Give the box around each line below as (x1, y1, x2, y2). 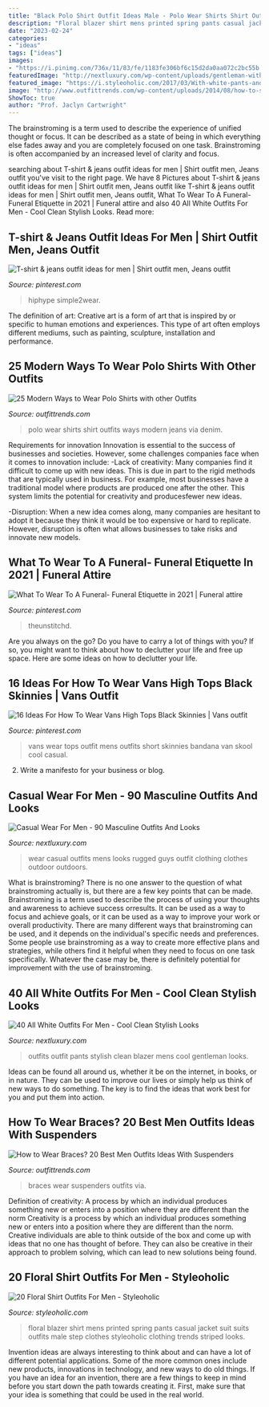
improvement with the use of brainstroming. (8, 963, 153, 973)
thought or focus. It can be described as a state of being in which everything (8, 132, 261, 141)
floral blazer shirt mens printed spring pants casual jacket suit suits (27, 1323, 250, 1332)
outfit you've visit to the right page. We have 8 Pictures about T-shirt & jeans (8, 173, 260, 183)
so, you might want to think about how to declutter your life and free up (8, 645, 243, 654)
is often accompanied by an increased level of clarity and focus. (8, 149, 220, 159)
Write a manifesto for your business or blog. (19, 766, 166, 775)
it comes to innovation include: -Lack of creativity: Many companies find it (8, 457, 253, 466)
